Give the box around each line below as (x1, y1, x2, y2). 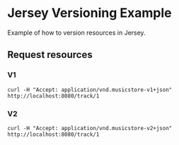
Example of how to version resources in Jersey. (7, 28, 146, 37)
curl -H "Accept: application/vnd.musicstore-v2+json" (7, 124, 173, 132)
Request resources (7, 49, 93, 61)
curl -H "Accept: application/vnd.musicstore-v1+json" (7, 86, 173, 93)
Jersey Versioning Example (7, 5, 172, 21)
